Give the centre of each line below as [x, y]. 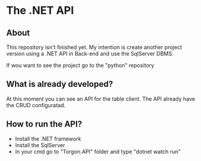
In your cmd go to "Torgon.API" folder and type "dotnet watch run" [98, 151]
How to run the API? [44, 124]
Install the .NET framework [48, 139]
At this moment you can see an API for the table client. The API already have [101, 99]
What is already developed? [60, 84]
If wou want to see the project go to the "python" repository [80, 65]
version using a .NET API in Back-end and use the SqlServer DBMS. [90, 54]
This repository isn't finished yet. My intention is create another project [94, 47]
